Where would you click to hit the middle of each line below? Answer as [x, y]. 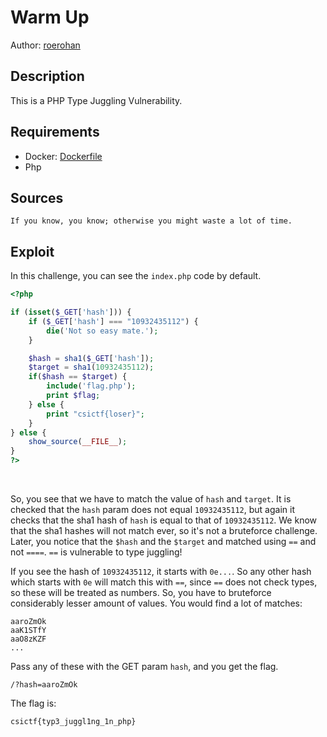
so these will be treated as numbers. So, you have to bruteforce [141, 593]
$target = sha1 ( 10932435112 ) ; [91, 367]
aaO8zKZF [28, 639]
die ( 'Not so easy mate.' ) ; [102, 331]
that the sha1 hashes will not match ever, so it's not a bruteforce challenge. [164, 531]
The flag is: [33, 703]
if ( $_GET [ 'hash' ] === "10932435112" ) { [113, 321]
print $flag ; [73, 396]
